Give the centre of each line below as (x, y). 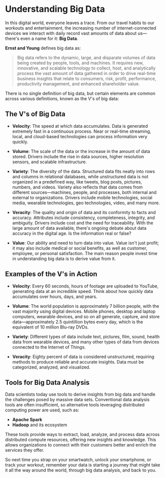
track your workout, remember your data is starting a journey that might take (83, 465)
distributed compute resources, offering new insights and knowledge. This (81, 440)
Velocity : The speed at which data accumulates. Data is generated (80, 126)
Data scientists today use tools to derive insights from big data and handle (80, 394)
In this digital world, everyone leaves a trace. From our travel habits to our (80, 23)
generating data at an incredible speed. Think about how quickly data (83, 291)
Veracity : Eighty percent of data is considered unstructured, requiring (83, 357)
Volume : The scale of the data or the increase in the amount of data (81, 151)
